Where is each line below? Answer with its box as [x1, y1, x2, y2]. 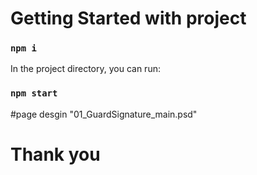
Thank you [10, 143, 101, 166]
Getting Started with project [10, 7, 247, 30]
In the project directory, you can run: [10, 63, 161, 75]
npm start [10, 88, 58, 99]
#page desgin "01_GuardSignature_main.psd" [10, 108, 198, 120]
